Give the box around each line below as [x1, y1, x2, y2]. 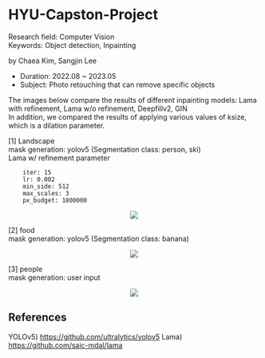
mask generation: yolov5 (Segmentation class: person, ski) [8, 144, 201, 154]
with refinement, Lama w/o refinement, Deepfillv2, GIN [8, 104, 188, 113]
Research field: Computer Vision [8, 32, 115, 41]
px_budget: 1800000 [22, 196, 88, 204]
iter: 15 [22, 168, 52, 176]
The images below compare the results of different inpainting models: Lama [8, 95, 257, 104]
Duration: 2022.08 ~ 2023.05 [19, 71, 117, 81]
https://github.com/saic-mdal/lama [8, 340, 123, 350]
